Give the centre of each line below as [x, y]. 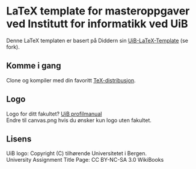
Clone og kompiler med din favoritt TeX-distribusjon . [71, 80]
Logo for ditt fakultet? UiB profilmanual [54, 114]
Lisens [19, 139]
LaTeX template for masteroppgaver [98, 11]
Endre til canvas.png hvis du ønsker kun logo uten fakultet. [79, 120]
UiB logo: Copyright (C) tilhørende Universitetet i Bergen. [77, 153]
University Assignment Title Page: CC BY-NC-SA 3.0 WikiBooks [85, 160]
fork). [13, 47]
